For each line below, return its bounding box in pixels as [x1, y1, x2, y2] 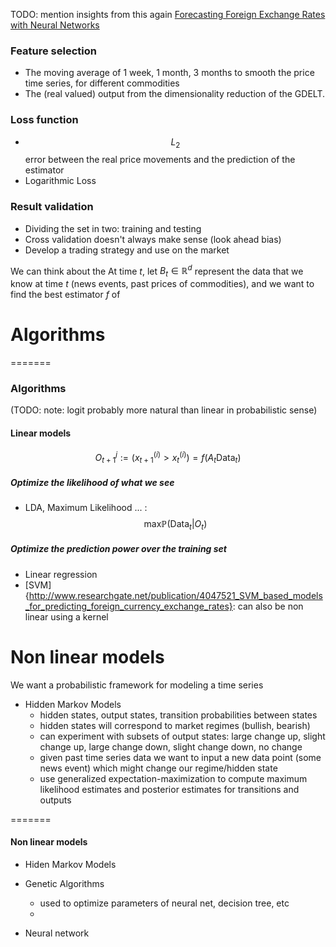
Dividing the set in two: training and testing [24, 222, 202, 234]
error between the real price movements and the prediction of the [24, 154, 296, 166]
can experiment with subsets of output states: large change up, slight [39, 730, 326, 742]
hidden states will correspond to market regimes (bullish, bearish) [39, 719, 311, 731]
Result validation [10, 200, 94, 214]
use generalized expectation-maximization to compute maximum [39, 772, 308, 784]
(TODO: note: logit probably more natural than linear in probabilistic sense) [10, 404, 318, 416]
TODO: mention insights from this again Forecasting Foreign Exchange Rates [10, 9, 326, 20]
